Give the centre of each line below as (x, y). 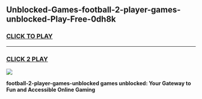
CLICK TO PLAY (29, 37)
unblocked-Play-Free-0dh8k (61, 19)
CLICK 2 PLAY (27, 59)
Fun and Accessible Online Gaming (51, 89)
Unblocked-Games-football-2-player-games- (93, 10)
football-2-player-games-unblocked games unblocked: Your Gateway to (99, 83)
